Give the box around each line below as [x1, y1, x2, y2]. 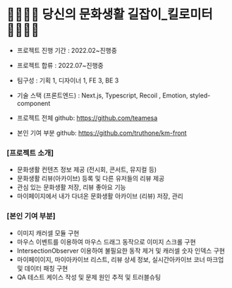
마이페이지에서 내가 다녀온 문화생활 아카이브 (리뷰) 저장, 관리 [16, 192, 184, 200]
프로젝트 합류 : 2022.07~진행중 [16, 61, 104, 69]
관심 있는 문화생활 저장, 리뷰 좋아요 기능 [16, 183, 126, 191]
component [16, 99, 51, 107]
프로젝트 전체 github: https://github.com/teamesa [16, 114, 158, 122]
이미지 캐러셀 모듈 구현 [16, 229, 80, 237]
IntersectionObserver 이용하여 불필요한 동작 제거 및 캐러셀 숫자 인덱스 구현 [16, 246, 225, 255]
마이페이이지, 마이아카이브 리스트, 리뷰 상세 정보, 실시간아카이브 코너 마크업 [16, 255, 224, 263]
